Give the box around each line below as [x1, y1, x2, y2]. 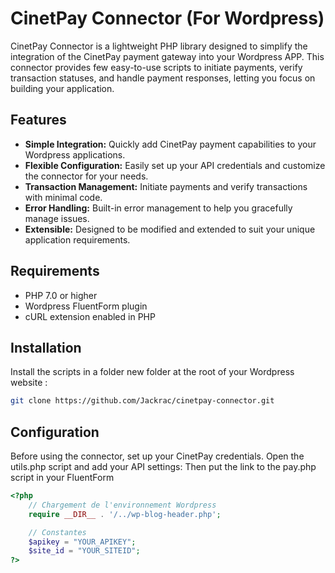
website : [10, 377, 48, 389]
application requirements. [24, 233, 131, 246]
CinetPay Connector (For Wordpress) [10, 7, 325, 30]
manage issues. [24, 212, 90, 224]
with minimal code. [24, 191, 103, 203]
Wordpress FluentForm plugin [24, 300, 148, 312]
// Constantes [28, 527, 87, 537]
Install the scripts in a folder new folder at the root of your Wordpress [10, 366, 295, 378]
